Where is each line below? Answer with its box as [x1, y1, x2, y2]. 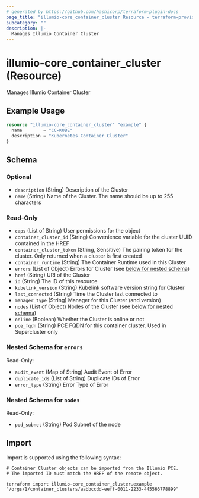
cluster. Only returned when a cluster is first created [14, 252, 142, 259]
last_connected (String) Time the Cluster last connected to [14, 290, 158, 297]
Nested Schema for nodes [6, 396, 80, 404]
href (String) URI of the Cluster [14, 271, 91, 278]
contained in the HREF [14, 240, 69, 247]
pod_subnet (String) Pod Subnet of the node [14, 421, 121, 428]
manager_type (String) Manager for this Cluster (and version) [14, 297, 161, 304]
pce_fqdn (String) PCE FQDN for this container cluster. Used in [14, 322, 166, 329]
